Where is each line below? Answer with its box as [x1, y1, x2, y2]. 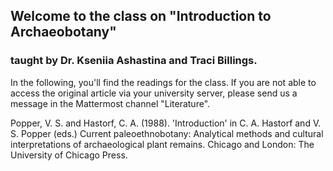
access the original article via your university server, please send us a [10, 87, 298, 99]
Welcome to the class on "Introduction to [10, 8, 272, 25]
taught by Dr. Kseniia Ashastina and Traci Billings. [10, 54, 258, 68]
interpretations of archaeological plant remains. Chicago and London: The [10, 138, 315, 150]
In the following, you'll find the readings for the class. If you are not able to [10, 76, 317, 88]
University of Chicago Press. [10, 149, 128, 161]
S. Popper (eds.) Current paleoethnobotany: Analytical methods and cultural [10, 127, 324, 139]
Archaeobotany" [10, 24, 117, 41]
